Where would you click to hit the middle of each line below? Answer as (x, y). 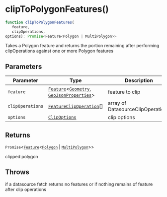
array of (117, 103)
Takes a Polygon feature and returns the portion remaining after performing (82, 46)
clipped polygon (22, 157)
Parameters (24, 66)
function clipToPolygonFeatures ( (40, 22)
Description (139, 80)
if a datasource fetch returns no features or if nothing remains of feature (79, 184)
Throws (17, 172)
